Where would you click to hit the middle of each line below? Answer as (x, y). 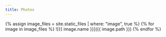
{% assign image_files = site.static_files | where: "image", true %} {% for (80, 24)
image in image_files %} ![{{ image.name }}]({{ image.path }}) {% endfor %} (83, 29)
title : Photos (20, 10)
